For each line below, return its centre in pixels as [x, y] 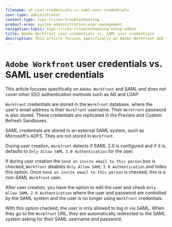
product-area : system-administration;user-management [64, 24]
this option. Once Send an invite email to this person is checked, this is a [85, 172]
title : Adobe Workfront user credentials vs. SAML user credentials [80, 34]
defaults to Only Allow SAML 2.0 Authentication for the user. [70, 151]
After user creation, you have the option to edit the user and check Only [81, 187]
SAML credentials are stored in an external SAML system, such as [75, 130]
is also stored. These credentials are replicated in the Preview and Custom [84, 115]
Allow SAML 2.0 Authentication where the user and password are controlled [86, 193]
